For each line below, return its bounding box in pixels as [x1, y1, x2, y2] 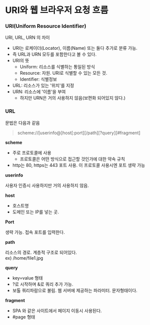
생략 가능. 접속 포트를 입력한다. [5, 229, 65, 235]
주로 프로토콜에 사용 [12, 150, 51, 156]
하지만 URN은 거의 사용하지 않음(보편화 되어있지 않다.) [19, 95, 126, 101]
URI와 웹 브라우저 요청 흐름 [5, 4, 109, 16]
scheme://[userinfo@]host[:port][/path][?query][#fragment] [17, 130, 141, 136]
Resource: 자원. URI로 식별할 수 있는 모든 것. [19, 70, 108, 76]
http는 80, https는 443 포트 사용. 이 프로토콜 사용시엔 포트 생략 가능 [12, 162, 146, 168]
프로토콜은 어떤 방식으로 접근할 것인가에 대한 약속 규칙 [19, 156, 126, 162]
